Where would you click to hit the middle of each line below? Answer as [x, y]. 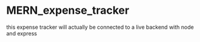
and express [22, 33]
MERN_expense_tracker [68, 10]
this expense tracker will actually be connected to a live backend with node [100, 27]
